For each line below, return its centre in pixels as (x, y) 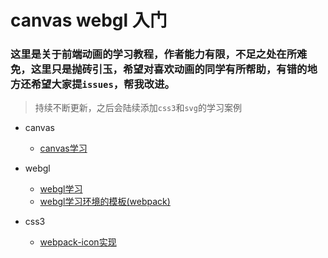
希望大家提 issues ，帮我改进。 (102, 84)
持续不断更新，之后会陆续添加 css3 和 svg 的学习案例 (138, 108)
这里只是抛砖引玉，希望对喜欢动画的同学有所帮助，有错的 (169, 69)
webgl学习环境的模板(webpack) (105, 202)
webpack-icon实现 (78, 242)
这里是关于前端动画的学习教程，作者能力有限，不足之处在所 (154, 54)
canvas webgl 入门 (89, 20)
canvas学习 (63, 148)
